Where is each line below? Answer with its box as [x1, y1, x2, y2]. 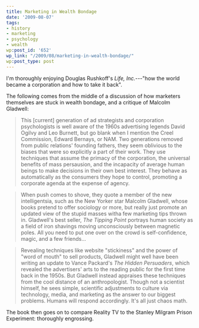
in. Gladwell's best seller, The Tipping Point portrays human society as [20, 216, 193, 223]
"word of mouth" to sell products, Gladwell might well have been [20, 253, 179, 260]
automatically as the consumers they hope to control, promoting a [20, 173, 182, 180]
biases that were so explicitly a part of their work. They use [20, 148, 166, 155]
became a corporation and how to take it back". [6, 81, 123, 88]
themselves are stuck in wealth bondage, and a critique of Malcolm [6, 98, 170, 106]
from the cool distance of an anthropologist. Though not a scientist [20, 278, 185, 285]
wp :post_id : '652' [6, 47, 52, 53]
